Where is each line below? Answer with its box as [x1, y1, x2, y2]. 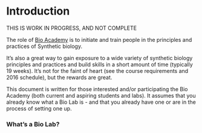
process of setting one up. [6, 104, 72, 112]
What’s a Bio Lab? [6, 120, 60, 128]
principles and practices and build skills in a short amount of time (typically [6, 61, 194, 68]
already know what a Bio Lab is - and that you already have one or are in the [6, 98, 197, 106]
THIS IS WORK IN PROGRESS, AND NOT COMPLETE [6, 24, 137, 32]
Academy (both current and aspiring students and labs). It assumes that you [6, 92, 196, 99]
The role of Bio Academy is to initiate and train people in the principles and [6, 36, 192, 43]
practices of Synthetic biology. [6, 43, 83, 50]
